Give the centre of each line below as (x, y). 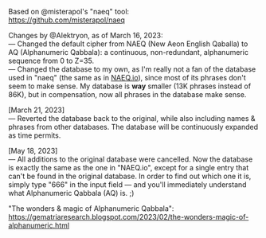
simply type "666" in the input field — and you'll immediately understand (127, 185)
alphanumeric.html (39, 225)
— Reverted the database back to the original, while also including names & (132, 118)
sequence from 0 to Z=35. (51, 60)
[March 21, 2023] (37, 110)
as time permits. (35, 135)
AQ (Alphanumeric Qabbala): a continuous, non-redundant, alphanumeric (129, 52)
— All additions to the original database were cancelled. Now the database (131, 159)
